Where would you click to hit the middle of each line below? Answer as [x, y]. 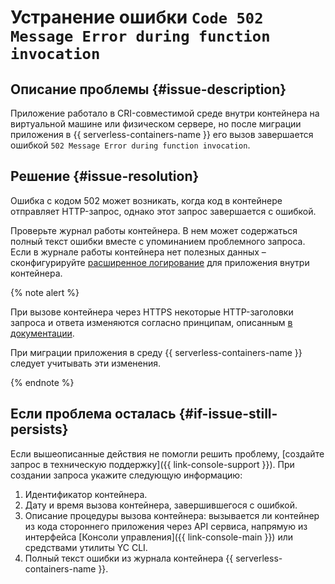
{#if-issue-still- [228, 414]
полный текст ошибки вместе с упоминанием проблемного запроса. [158, 241]
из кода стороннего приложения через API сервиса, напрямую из [166, 526]
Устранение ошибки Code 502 [137, 17]
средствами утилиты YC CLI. [86, 547]
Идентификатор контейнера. [86, 494]
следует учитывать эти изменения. [86, 363]
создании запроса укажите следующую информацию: [126, 475]
